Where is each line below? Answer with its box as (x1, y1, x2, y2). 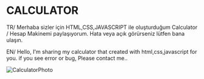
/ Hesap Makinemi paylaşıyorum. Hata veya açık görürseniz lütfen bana (6, 30, 185, 37)
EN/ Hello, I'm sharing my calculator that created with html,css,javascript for (6, 48, 197, 55)
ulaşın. (6, 36, 23, 43)
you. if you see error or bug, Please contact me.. (6, 54, 128, 62)
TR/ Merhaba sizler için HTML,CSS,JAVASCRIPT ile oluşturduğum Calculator (6, 24, 198, 31)
